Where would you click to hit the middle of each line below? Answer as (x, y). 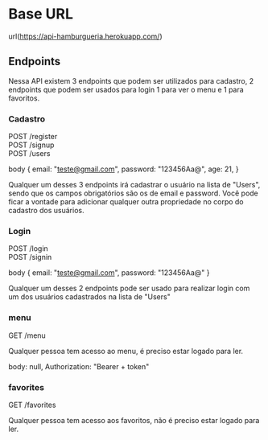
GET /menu (27, 335)
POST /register (33, 137)
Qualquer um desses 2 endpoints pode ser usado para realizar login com (129, 288)
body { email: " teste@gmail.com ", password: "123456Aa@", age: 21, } (124, 169)
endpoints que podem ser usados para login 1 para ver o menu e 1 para (126, 89)
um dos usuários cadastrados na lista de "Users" (89, 297)
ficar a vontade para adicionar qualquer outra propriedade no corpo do (126, 202)
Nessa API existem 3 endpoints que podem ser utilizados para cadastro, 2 (131, 80)
